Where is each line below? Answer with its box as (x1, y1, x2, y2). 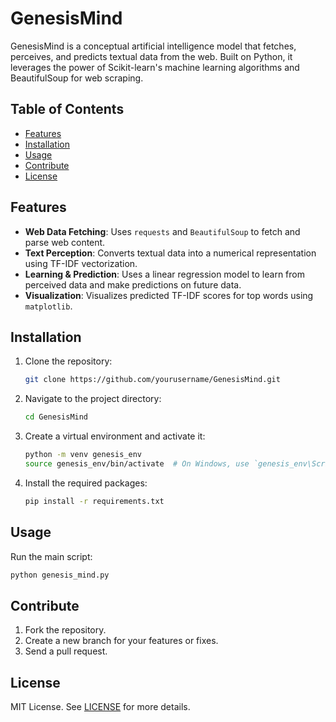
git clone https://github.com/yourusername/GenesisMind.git (24, 375, 281, 385)
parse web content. (24, 236, 106, 248)
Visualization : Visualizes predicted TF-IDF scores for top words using (24, 289, 314, 301)
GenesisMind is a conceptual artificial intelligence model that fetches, (10, 40, 297, 52)
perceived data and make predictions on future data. (24, 278, 242, 291)
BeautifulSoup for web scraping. (10, 72, 144, 84)
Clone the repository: (24, 355, 113, 367)
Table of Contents (10, 101, 125, 118)
